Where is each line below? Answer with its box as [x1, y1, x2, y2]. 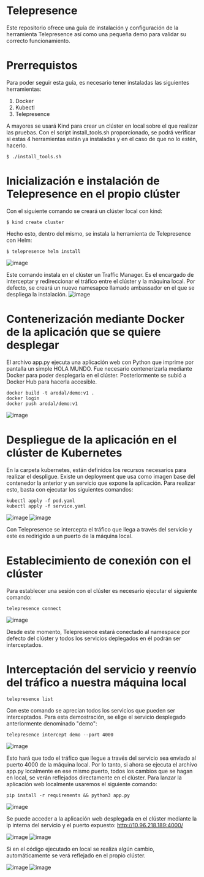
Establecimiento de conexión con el [6, 554, 191, 568]
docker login [6, 395, 40, 401]
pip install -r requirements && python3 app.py [6, 792, 130, 798]
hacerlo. [6, 142, 28, 149]
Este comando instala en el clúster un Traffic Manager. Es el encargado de [6, 271, 194, 278]
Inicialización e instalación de [6, 174, 161, 188]
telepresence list [6, 696, 53, 702]
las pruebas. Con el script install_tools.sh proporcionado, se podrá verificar [6, 128, 196, 136]
